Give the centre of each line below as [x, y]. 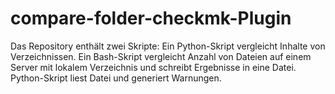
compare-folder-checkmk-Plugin [151, 18]
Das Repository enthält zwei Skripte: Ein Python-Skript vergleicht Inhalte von [168, 46]
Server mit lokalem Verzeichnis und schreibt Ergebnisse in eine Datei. [153, 67]
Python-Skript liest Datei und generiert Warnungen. [116, 78]
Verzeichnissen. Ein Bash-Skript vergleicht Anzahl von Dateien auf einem [161, 56]
